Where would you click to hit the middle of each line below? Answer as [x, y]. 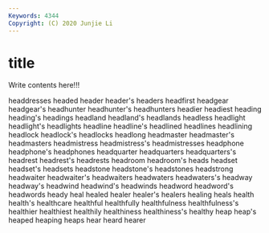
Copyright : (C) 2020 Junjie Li [61, 23]
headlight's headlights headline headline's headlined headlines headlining [130, 126]
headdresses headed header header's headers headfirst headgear [118, 100]
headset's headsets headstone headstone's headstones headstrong [121, 169]
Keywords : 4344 [34, 16]
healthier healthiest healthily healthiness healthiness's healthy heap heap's [132, 212]
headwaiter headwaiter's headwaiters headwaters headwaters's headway [130, 178]
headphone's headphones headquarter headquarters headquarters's [122, 152]
